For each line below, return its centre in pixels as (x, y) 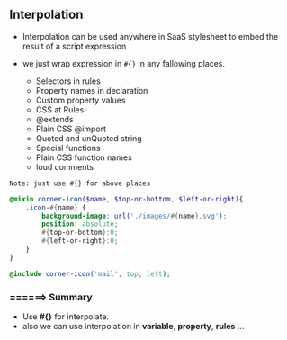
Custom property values (81, 100)
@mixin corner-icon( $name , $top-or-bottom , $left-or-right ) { (126, 199)
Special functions (68, 148)
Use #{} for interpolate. (66, 316)
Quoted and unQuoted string (89, 138)
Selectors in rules (68, 81)
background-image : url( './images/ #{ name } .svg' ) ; (135, 216)
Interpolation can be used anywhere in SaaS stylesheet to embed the (150, 36)
